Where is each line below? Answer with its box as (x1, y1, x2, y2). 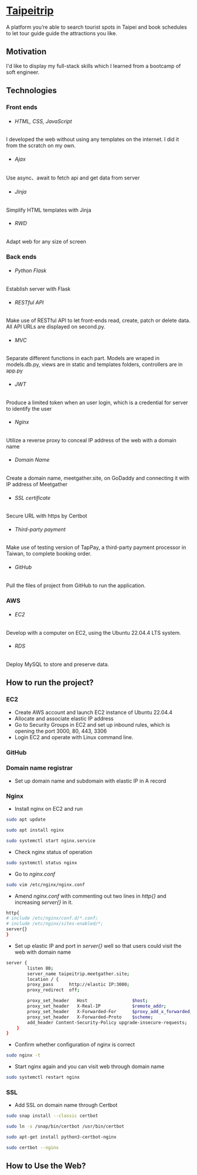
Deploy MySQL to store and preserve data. (6, 661, 110, 668)
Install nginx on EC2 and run (14, 805, 83, 812)
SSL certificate (14, 494, 51, 501)
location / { (27, 976, 59, 982)
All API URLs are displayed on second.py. (6, 323, 106, 330)
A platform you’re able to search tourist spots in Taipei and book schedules (6, 23, 188, 31)
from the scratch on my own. (6, 142, 76, 149)
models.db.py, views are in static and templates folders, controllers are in (6, 361, 183, 368)
